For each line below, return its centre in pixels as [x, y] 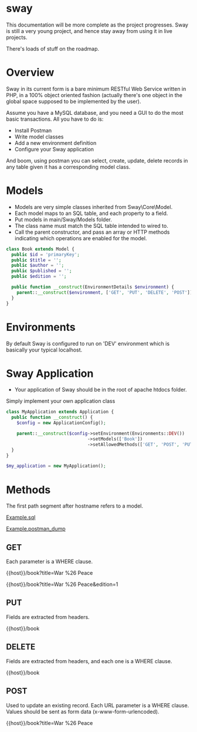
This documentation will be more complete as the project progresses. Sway [97, 25]
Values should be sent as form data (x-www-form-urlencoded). [83, 711]
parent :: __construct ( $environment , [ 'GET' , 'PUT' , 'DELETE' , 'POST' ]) [105, 292]
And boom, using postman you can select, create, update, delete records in [97, 160]
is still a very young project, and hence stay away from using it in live [89, 31]
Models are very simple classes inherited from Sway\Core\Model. [94, 207]
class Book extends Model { [40, 249]
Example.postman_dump [36, 529]
